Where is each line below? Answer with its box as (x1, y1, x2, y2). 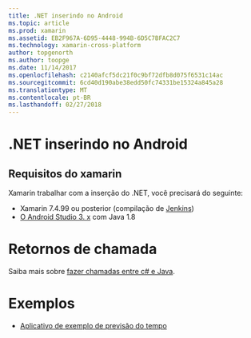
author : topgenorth (8, 49, 74, 57)
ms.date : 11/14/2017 (8, 64, 78, 72)
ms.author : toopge (8, 57, 70, 65)
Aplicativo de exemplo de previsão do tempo (19, 321, 168, 330)
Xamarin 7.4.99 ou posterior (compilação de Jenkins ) (19, 204, 194, 213)
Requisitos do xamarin (8, 167, 122, 181)
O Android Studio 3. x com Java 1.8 (19, 213, 136, 222)
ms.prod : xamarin (8, 26, 66, 34)
